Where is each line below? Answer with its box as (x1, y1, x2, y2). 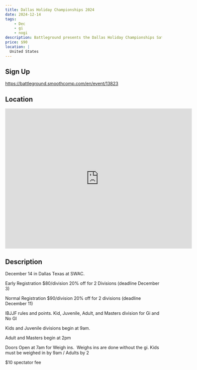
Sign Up (5, 67, 30, 76)
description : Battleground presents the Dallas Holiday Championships (5, 35, 155, 40)
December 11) (5, 300, 33, 306)
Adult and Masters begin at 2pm (5, 335, 71, 341)
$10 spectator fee (5, 359, 41, 365)
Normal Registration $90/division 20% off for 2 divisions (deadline (5, 295, 141, 301)
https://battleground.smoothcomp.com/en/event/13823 (5, 81, 118, 87)
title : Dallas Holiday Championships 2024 (5, 7, 95, 12)
